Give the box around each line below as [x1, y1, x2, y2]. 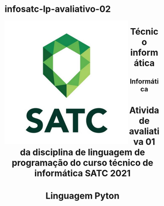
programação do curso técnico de [11, 157, 154, 168]
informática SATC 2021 [34, 167, 131, 179]
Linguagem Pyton [45, 190, 120, 202]
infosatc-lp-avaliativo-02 [4, 3, 111, 15]
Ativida [129, 105, 160, 116]
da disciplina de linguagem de [20, 147, 145, 158]
